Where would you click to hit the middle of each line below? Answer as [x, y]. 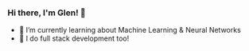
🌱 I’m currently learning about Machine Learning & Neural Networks [130, 30]
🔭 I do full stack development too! [74, 38]
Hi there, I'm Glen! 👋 [47, 13]
